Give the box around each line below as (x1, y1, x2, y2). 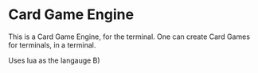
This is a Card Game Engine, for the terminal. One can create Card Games (8, 32, 251, 41)
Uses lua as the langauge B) (8, 56, 101, 65)
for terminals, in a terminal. (8, 40, 96, 49)
